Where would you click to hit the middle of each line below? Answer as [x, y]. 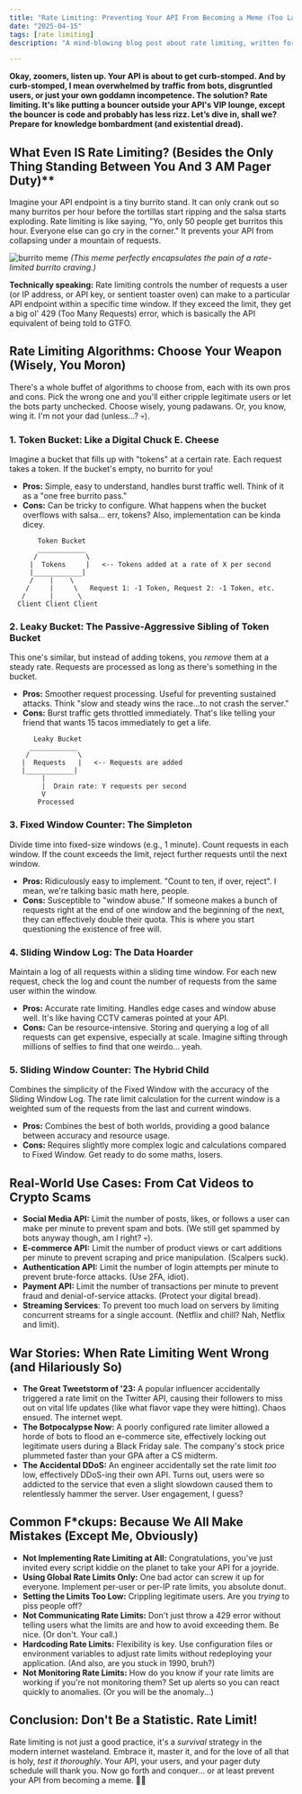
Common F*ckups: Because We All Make [127, 1522]
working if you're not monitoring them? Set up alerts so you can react [151, 1682]
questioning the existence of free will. [92, 929]
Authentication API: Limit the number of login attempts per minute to [150, 1267]
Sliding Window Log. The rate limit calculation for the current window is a [145, 1099]
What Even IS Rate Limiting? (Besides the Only [142, 153]
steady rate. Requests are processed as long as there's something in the [143, 667]
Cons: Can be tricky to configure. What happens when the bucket [144, 506]
